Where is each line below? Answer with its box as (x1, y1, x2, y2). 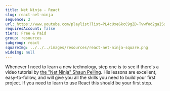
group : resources (5, 36, 42, 41)
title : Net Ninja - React (5, 7, 60, 13)
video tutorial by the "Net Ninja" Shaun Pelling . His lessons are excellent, (5, 69, 157, 75)
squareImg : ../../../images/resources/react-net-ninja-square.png (5, 45, 148, 50)
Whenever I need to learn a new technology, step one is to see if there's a (5, 64, 159, 70)
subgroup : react (5, 40, 39, 45)
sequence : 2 (5, 17, 30, 22)
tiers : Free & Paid (5, 31, 47, 36)
